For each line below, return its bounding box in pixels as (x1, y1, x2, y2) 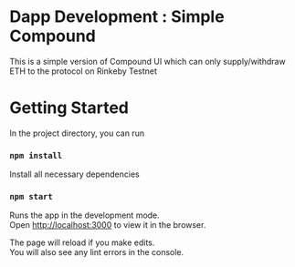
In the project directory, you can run (9, 128, 144, 139)
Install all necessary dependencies (9, 169, 140, 180)
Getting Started (9, 98, 130, 118)
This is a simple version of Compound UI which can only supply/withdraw (9, 56, 286, 67)
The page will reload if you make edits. (9, 237, 155, 248)
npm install (9, 150, 63, 160)
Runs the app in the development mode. (9, 210, 160, 221)
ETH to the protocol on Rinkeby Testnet (9, 66, 158, 77)
